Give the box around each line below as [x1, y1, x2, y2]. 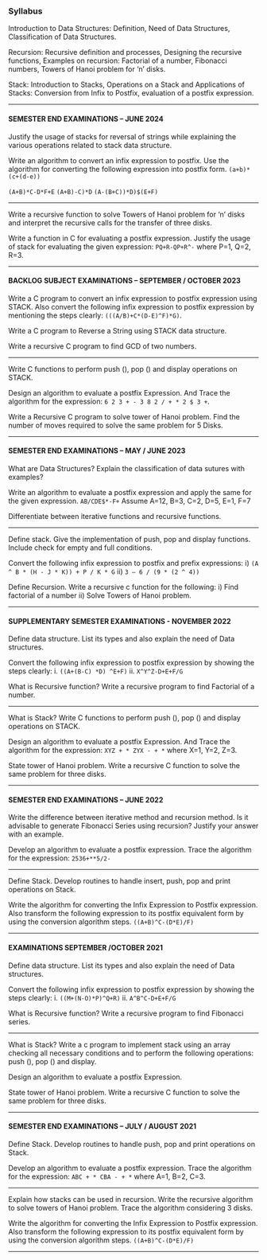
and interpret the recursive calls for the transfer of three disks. [8, 217, 212, 228]
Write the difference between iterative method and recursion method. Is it [8, 813, 249, 822]
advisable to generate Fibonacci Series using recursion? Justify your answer [8, 821, 259, 831]
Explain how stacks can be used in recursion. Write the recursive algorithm [8, 1194, 253, 1203]
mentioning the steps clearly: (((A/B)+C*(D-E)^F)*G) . [8, 310, 183, 320]
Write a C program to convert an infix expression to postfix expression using [8, 293, 257, 303]
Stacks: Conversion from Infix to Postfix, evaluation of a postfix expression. [8, 88, 254, 98]
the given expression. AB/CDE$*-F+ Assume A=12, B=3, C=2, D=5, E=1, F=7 [8, 496, 251, 505]
